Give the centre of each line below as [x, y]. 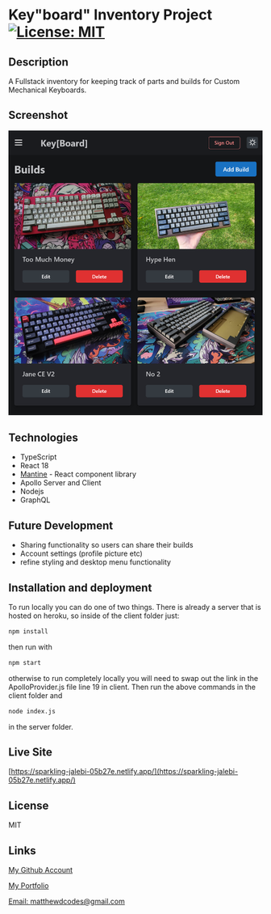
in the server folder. [41, 726]
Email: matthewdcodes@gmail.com [67, 901]
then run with [30, 647]
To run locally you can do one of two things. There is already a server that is [135, 607]
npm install [28, 632]
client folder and [35, 695]
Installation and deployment [80, 588]
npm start [25, 662]
